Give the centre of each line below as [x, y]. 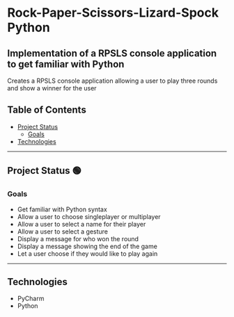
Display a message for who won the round [78, 238]
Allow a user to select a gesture [63, 231]
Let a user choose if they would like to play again [87, 253]
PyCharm [31, 299]
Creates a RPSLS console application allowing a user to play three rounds [112, 81]
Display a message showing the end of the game [87, 246]
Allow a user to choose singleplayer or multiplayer [89, 216]
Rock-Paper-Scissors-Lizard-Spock [113, 13]
